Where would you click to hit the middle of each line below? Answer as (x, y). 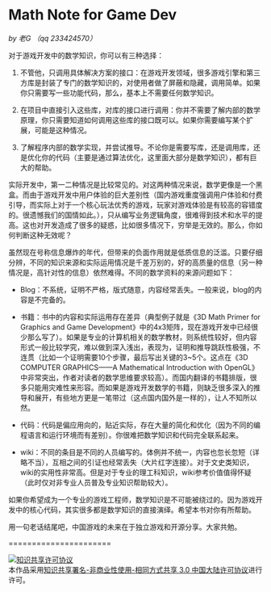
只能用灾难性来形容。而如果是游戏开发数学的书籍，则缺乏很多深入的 (140, 387)
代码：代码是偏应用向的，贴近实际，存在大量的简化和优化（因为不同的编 (140, 425)
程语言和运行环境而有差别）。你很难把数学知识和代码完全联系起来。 (131, 435)
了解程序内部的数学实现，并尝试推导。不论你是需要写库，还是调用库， (137, 147)
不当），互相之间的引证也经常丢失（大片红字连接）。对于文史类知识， (140, 462)
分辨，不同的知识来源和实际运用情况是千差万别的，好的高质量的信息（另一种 (135, 262)
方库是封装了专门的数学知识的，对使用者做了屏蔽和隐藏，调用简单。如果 (140, 82)
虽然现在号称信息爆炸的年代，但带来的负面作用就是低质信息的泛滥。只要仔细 (135, 252)
